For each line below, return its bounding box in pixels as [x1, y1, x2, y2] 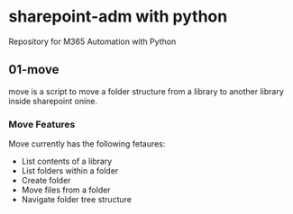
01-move [8, 62, 60, 77]
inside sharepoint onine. [8, 95, 98, 106]
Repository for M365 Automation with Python [8, 36, 177, 47]
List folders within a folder [21, 165, 119, 176]
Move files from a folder [21, 184, 111, 195]
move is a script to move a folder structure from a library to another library [8, 85, 285, 96]
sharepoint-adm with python [8, 6, 228, 27]
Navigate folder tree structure [21, 194, 133, 205]
